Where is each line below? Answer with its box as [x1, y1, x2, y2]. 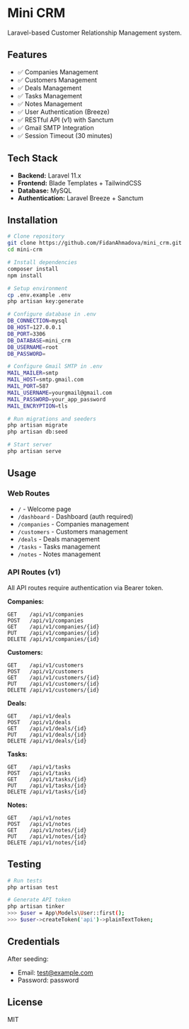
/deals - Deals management [17, 534, 101, 543]
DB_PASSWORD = [7, 350, 46, 357]
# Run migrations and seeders [7, 415, 97, 422]
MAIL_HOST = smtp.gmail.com [7, 376, 84, 384]
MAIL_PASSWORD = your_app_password [7, 396, 106, 403]
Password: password [17, 975, 79, 984]
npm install [7, 272, 42, 279]
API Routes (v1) [7, 568, 62, 577]
